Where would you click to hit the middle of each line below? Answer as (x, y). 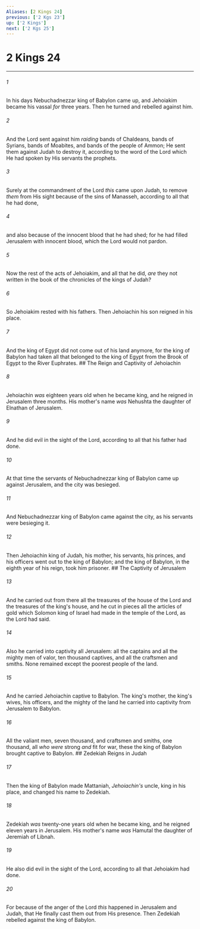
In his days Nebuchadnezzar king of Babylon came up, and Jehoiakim (92, 100)
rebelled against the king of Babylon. (51, 920)
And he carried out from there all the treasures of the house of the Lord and (99, 600)
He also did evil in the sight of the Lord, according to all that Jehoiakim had (98, 869)
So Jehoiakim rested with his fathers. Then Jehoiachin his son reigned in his (99, 312)
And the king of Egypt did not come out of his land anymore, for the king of (98, 350)
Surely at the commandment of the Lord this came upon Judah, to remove (97, 190)
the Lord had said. (28, 619)
